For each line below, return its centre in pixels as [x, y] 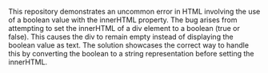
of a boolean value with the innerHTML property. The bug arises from [123, 20]
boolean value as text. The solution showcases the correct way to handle [129, 45]
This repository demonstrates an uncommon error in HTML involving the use [134, 12]
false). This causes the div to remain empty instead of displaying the [121, 36]
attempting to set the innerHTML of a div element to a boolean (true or [124, 28]
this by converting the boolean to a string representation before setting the [131, 54]
